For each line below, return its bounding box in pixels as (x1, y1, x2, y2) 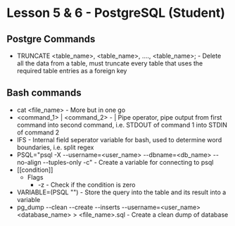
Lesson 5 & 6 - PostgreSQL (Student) (6, 5, 226, 21)
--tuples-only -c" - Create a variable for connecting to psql (42, 158, 214, 166)
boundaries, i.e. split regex (16, 143, 94, 151)
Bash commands (6, 87, 82, 99)
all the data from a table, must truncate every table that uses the (16, 59, 203, 68)
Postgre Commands (6, 33, 96, 45)
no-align (16, 158, 42, 166)
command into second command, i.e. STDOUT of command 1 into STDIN (16, 120, 228, 129)
